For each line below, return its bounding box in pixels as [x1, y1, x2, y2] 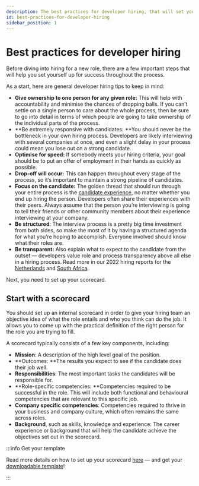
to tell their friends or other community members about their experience [14, 208, 191, 215]
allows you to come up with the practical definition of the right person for [6, 322, 185, 329]
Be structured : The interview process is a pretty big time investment [14, 220, 182, 228]
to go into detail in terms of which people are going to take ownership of [14, 113, 191, 121]
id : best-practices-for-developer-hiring [6, 14, 110, 20]
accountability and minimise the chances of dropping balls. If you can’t [14, 100, 188, 108]
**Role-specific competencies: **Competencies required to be [14, 383, 171, 390]
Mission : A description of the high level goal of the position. [14, 351, 161, 358]
